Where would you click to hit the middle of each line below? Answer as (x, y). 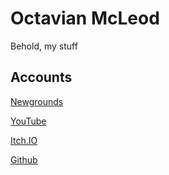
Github (24, 159)
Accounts (41, 77)
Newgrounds (37, 101)
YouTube (28, 121)
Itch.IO (24, 140)
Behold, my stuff (44, 46)
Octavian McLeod (85, 18)
